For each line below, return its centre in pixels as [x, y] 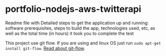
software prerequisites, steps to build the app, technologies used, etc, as [80, 28]
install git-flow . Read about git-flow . [45, 48]
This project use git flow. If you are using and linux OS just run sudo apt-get [83, 43]
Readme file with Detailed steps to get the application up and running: [77, 23]
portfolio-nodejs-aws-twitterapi [73, 9]
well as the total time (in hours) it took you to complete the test [69, 33]
